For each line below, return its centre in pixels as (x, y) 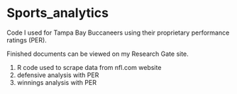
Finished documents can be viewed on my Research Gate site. (98, 54)
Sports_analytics (58, 13)
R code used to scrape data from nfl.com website (89, 67)
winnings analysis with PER (57, 82)
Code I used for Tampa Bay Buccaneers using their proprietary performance (118, 33)
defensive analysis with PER (58, 75)
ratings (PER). (27, 40)
